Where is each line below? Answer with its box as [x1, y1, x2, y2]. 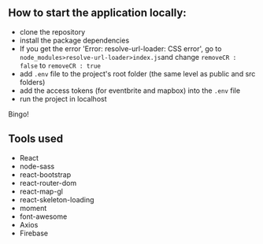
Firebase [19, 228, 49, 238]
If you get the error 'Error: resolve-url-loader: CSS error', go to [19, 43, 222, 54]
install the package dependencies [19, 35, 130, 45]
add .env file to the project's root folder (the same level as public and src [19, 68, 256, 78]
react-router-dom [19, 178, 77, 187]
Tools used [8, 132, 64, 146]
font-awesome [19, 212, 68, 221]
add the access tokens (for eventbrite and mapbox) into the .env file [19, 86, 241, 95]
